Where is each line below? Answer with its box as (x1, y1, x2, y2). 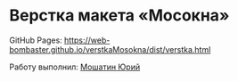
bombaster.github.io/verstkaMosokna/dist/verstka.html (9, 44, 211, 54)
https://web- (63, 35, 111, 45)
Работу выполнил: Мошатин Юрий (9, 61, 141, 72)
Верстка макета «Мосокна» (9, 5, 230, 26)
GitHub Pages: (9, 35, 62, 45)
